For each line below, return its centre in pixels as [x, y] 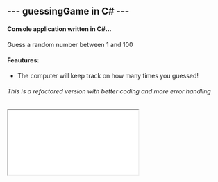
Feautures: [23, 60]
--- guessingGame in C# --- [68, 11]
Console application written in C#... [60, 29]
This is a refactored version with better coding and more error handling [109, 91]
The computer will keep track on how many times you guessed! [108, 75]
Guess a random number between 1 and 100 [70, 44]
